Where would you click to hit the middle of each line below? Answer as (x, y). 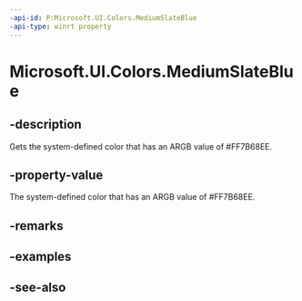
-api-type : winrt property (60, 26)
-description (45, 125)
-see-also (38, 288)
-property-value (56, 175)
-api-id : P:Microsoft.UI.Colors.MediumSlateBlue (103, 18)
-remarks (36, 226)
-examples (40, 257)
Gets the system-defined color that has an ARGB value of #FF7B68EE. (141, 146)
